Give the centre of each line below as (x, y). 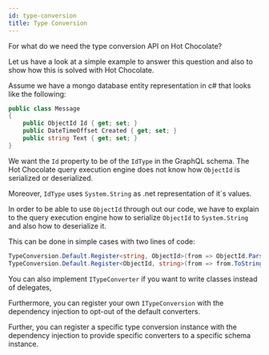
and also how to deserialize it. (57, 225)
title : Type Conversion (48, 23)
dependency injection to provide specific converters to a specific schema (129, 335)
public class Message (44, 109)
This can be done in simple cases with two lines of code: (102, 241)
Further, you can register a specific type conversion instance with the (123, 327)
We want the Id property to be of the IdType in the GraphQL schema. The (129, 161)
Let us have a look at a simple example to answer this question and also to (131, 62)
